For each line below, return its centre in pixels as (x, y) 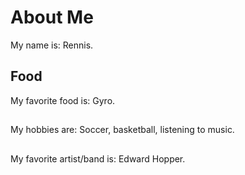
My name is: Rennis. (52, 45)
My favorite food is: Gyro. (63, 100)
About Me (52, 17)
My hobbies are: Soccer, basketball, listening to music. (122, 130)
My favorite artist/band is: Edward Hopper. (98, 158)
